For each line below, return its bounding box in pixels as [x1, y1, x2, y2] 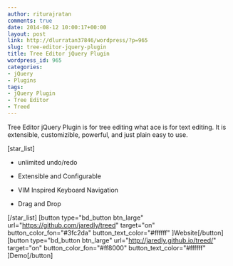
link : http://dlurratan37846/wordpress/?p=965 [7, 37, 148, 44]
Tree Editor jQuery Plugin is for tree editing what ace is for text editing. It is [7, 123, 227, 131]
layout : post [7, 30, 46, 38]
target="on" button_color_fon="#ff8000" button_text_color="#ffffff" [7, 243, 206, 252]
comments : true [7, 17, 53, 24]
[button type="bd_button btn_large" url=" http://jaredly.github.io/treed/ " [7, 236, 217, 245]
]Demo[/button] [7, 251, 53, 260]
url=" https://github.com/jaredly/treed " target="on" [7, 220, 155, 229]
